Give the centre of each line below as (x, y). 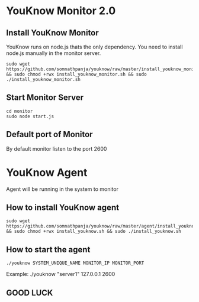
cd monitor (20, 111)
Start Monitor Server (45, 98)
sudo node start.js (30, 116)
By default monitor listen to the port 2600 (57, 148)
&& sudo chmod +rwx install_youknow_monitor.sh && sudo (76, 74)
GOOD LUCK (30, 293)
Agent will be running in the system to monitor (62, 189)
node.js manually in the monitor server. (54, 53)
